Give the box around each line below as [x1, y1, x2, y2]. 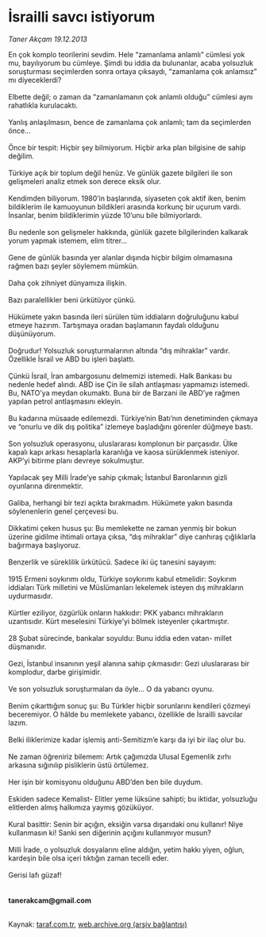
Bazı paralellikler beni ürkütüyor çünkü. [8, 295, 137, 304]
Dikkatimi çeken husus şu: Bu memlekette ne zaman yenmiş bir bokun [8, 523, 237, 533]
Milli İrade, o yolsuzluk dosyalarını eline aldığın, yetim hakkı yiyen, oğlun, [8, 845, 245, 854]
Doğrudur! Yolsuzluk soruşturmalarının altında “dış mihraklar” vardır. [8, 346, 230, 355]
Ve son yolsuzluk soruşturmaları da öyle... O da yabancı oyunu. [8, 684, 214, 693]
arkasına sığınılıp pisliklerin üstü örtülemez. [8, 760, 149, 770]
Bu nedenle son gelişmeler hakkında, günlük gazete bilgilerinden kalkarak [8, 227, 249, 236]
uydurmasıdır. [8, 591, 53, 600]
